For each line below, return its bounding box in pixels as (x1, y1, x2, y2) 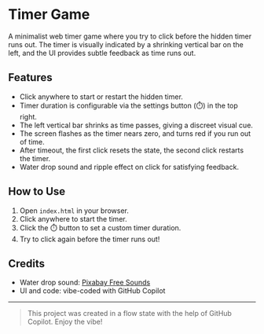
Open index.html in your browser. (19, 206, 130, 215)
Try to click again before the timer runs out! (19, 234, 160, 244)
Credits (8, 257, 46, 270)
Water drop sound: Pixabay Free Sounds (19, 277, 151, 288)
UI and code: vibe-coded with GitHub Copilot (19, 286, 166, 295)
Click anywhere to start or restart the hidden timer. (19, 92, 183, 101)
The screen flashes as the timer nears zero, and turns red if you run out (19, 128, 251, 138)
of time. (19, 137, 45, 146)
